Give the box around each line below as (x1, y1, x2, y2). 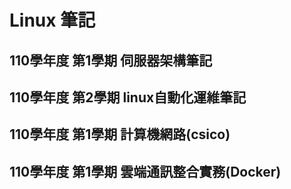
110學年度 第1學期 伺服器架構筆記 (9, 52, 213, 69)
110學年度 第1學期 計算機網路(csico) (9, 126, 231, 143)
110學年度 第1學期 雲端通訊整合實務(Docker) (9, 163, 282, 180)
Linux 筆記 (9, 9, 96, 32)
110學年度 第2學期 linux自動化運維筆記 (9, 89, 247, 106)
